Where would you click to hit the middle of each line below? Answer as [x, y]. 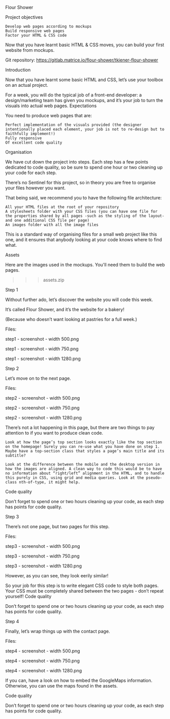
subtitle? [16, 455]
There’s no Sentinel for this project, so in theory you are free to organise [80, 183]
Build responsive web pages [35, 31]
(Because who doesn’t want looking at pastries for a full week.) [71, 319]
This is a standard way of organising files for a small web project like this [81, 234]
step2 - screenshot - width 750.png [42, 408]
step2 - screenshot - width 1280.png [44, 418]
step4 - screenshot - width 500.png [43, 651]
